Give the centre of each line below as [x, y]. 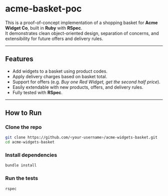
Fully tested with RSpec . [37, 92]
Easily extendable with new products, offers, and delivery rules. [78, 87]
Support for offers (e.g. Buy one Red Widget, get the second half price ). [86, 82]
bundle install [21, 165]
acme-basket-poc [43, 9]
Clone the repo [23, 127]
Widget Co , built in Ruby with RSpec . [44, 28]
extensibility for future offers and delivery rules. [54, 39]
